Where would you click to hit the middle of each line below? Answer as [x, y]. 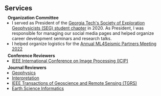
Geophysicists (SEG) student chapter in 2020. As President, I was [78, 28]
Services [19, 8]
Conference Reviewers [31, 56]
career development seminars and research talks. [62, 38]
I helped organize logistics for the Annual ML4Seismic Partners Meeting [84, 44]
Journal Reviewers [27, 68]
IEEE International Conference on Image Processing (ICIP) [70, 61]
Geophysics [24, 73]
